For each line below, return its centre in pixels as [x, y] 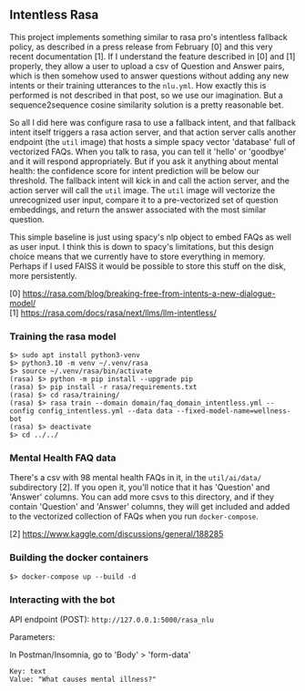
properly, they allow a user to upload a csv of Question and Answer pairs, [147, 66]
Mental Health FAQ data [63, 458]
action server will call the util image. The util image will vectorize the [142, 190]
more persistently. [43, 275]
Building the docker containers [79, 558]
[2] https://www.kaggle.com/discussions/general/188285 [117, 534]
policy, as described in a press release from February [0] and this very [141, 46]
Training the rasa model [63, 336]
